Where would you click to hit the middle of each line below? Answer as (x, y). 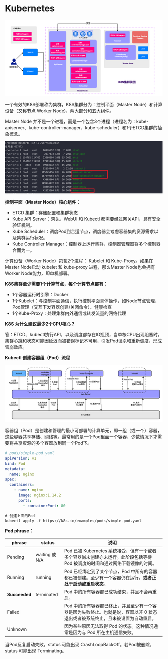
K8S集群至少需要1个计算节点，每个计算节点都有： (57, 284)
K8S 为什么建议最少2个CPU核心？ (40, 324)
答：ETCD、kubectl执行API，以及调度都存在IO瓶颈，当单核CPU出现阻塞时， (84, 335)
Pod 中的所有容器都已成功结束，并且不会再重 (111, 592)
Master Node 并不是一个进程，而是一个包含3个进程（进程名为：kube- (77, 122)
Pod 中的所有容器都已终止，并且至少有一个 (108, 606)
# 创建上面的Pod (20, 516)
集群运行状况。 (32, 238)
